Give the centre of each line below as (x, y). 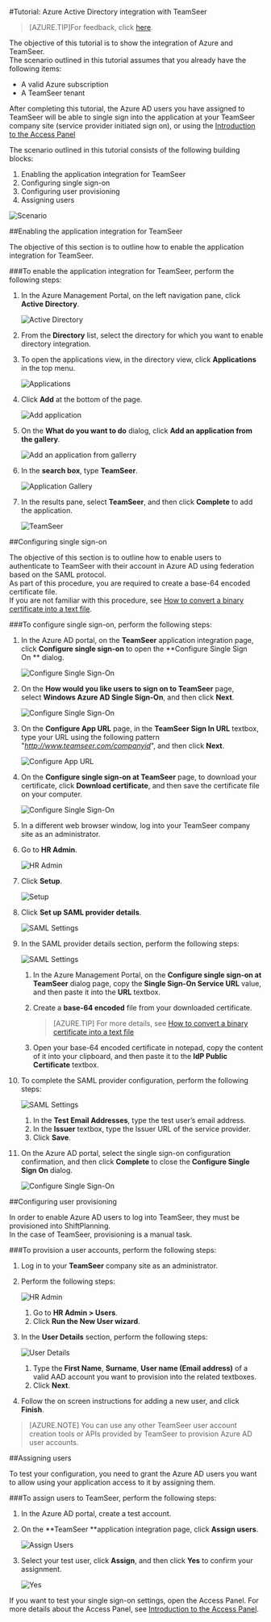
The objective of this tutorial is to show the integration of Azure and (121, 43)
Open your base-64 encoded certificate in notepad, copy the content (148, 1048)
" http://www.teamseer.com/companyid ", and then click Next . (123, 746)
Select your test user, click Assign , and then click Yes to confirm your (137, 1561)
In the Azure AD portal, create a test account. (96, 1513)
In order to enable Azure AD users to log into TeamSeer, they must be (125, 1217)
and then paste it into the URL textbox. (96, 992)
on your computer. (52, 794)
